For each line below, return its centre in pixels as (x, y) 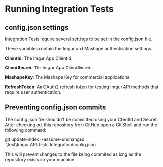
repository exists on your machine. (40, 159)
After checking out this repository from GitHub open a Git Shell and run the (81, 125)
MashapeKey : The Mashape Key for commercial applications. (68, 77)
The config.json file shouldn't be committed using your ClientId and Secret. (81, 119)
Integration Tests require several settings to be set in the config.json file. (79, 39)
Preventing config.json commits (56, 108)
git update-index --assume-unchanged (45, 139)
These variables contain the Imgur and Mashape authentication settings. (79, 49)
